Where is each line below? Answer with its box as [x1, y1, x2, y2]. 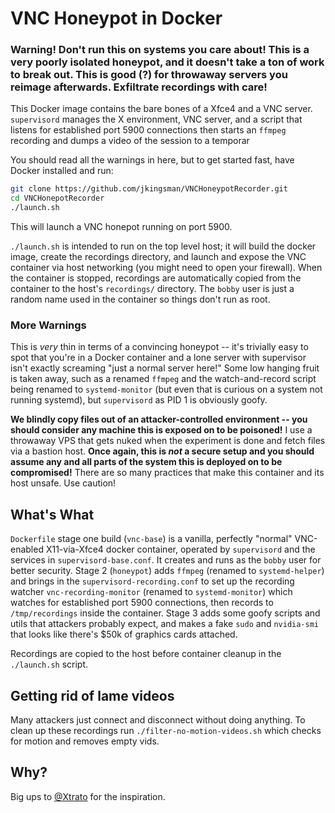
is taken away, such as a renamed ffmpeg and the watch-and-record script [10, 373, 317, 385]
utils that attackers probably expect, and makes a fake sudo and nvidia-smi [10, 618, 320, 630]
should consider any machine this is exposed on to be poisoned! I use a [10, 424, 313, 436]
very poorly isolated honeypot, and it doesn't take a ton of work [10, 55, 325, 69]
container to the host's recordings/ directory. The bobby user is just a [10, 283, 295, 295]
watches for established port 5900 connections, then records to [10, 597, 274, 609]
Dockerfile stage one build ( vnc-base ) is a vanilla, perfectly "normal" [10, 533, 293, 545]
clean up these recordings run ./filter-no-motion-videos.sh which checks [10, 725, 322, 737]
